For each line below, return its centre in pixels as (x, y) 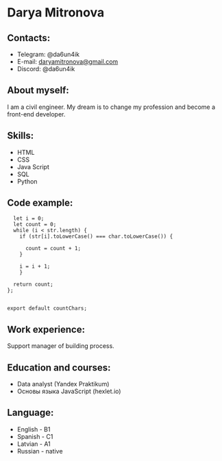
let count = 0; (35, 225)
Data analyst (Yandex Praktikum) (63, 384)
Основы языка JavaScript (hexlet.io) (69, 391)
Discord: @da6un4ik (46, 69)
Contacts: (29, 38)
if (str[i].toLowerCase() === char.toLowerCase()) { (96, 237)
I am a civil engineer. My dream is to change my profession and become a (111, 107)
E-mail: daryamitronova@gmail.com (67, 62)
